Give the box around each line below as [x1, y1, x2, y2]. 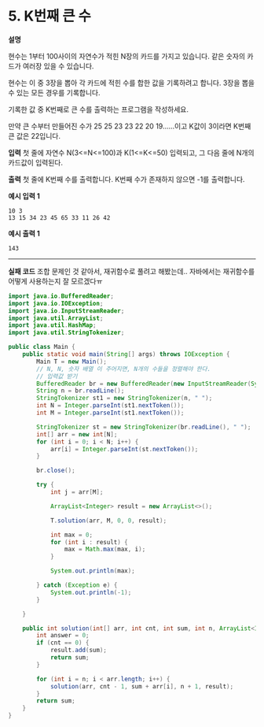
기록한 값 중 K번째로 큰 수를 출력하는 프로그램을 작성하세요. [8, 104, 189, 114]
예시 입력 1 [8, 191, 41, 201]
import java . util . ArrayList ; [8, 314, 104, 322]
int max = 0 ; [49, 531, 93, 539]
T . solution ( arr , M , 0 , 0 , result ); [49, 517, 167, 525]
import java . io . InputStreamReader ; [8, 306, 125, 315]
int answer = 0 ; [36, 632, 90, 640]
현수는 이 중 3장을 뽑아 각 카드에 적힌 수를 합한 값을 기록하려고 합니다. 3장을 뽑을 [8, 78, 255, 87]
